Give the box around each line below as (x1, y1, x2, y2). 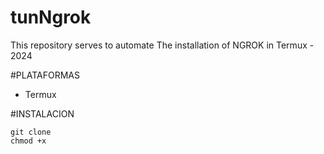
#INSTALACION (10, 107, 75, 120)
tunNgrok (10, 6, 92, 29)
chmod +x (10, 136, 47, 146)
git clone (10, 127, 52, 137)
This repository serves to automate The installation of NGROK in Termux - (10, 39, 315, 51)
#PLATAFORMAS (10, 69, 80, 81)
